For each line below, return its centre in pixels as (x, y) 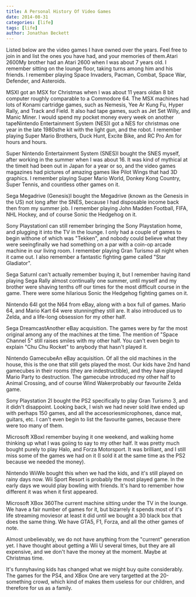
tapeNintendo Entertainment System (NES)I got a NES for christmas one (93, 123)
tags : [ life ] (22, 28)
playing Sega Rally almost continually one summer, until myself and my (92, 281)
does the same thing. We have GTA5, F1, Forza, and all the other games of (95, 522)
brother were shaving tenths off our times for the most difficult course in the (98, 287)
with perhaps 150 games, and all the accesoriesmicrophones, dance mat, (94, 413)
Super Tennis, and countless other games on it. (63, 184)
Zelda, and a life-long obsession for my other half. (66, 317)
